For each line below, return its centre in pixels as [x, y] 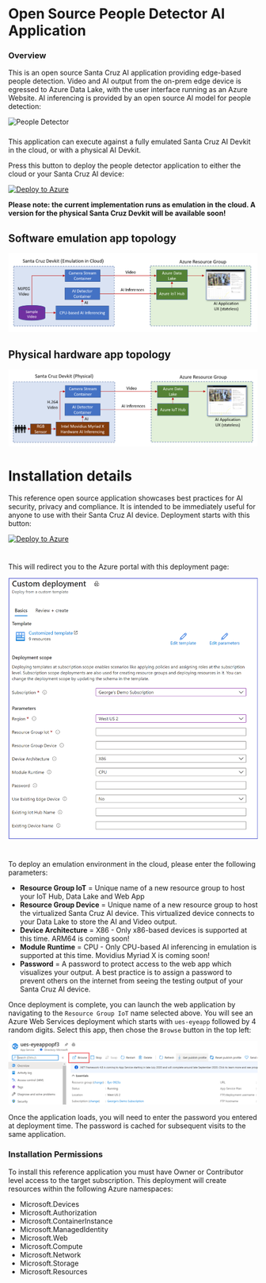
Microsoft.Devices [49, 1204]
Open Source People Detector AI [117, 14]
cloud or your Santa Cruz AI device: [66, 174]
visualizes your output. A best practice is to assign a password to [125, 972]
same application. [37, 1134]
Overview [27, 56]
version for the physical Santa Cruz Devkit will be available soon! [117, 213]
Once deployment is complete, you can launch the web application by [122, 1005]
